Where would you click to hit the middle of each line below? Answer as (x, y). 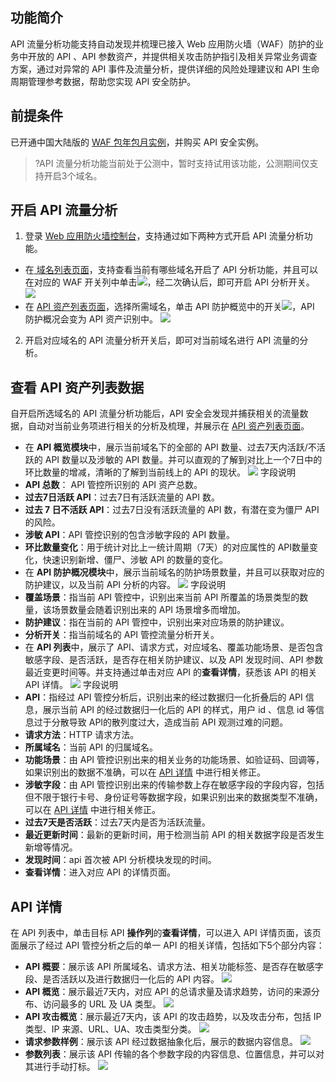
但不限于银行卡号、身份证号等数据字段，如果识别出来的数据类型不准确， (173, 797)
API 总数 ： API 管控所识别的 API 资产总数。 (113, 485)
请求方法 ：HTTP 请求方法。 (82, 735)
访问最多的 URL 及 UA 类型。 (102, 1004)
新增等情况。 (51, 847)
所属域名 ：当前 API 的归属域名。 (91, 747)
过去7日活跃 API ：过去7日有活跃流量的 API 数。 (122, 497)
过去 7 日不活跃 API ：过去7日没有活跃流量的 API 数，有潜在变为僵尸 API (172, 510)
